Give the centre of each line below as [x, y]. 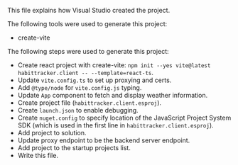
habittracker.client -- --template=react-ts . [86, 73]
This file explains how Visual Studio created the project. [89, 10]
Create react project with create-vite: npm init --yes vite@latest [114, 65]
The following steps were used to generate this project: [88, 51]
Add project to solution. [52, 133]
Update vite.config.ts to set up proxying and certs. [94, 80]
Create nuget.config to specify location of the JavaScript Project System [124, 118]
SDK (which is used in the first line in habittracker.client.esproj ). [116, 125]
